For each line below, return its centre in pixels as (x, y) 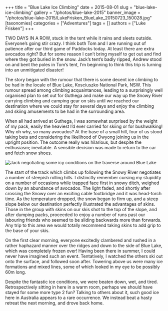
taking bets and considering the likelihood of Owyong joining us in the (77, 137)
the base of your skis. (27, 231)
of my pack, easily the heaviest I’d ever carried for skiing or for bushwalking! (84, 126)
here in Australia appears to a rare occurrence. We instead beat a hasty (79, 298)
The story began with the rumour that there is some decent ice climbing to (82, 80)
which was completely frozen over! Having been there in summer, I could (80, 251)
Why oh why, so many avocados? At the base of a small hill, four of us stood (84, 132)
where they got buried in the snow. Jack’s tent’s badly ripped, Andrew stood (83, 59)
